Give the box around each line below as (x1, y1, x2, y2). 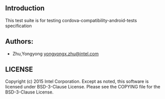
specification (5, 23, 32, 29)
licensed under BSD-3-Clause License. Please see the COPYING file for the (5, 84, 161, 90)
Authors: (5, 37, 33, 46)
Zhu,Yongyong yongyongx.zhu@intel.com (12, 50, 99, 57)
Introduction (5, 4, 45, 13)
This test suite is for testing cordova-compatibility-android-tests (5, 17, 137, 23)
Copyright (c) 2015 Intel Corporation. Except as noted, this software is (5, 78, 149, 84)
